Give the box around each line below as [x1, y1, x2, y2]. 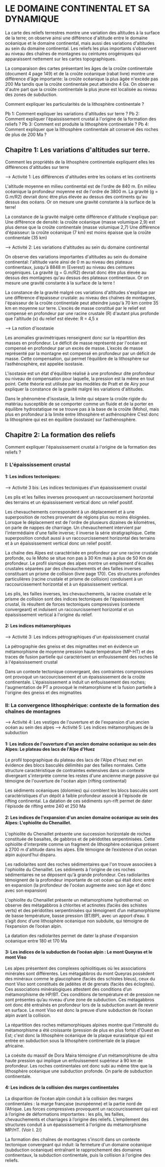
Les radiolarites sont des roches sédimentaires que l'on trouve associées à [5, 861, 157, 867]
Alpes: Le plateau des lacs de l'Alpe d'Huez [5, 746, 95, 752]
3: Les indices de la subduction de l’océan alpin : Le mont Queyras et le [5, 949, 153, 955]
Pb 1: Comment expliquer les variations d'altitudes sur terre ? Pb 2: [5, 110, 140, 116]
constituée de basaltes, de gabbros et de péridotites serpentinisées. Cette [5, 836, 156, 842]
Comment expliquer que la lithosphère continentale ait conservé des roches [5, 126, 159, 132]
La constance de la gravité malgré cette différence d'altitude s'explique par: [5, 214, 159, 220]
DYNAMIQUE [5, 13, 59, 25]
